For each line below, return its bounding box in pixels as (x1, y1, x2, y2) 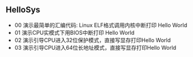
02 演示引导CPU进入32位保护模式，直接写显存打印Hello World (14, 36, 171, 44)
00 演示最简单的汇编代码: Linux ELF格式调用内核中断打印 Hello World (14, 21, 188, 29)
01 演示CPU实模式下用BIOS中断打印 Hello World (14, 29, 135, 36)
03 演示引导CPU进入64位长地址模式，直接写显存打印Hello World (14, 44, 177, 51)
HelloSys (5, 5, 41, 15)
